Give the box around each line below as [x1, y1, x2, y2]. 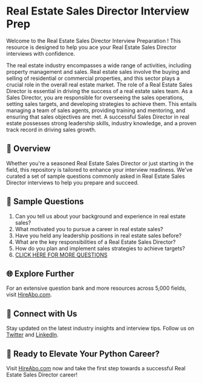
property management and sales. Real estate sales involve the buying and [6, 68, 190, 75]
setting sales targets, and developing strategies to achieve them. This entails [6, 100, 197, 107]
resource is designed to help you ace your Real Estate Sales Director [6, 44, 177, 51]
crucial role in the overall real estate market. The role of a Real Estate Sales [6, 80, 193, 88]
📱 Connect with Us [6, 309, 77, 319]
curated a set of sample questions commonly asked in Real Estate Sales [6, 172, 185, 180]
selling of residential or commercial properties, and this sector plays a [6, 74, 180, 82]
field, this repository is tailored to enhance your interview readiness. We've [6, 166, 193, 173]
